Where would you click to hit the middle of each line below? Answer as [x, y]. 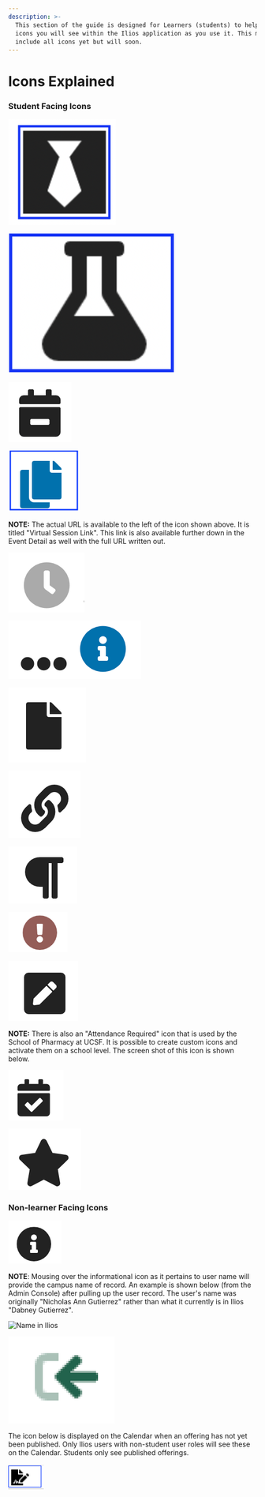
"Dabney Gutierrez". [41, 1310]
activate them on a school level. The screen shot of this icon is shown [121, 1050]
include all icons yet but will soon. [79, 42]
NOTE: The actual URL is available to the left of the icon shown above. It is [129, 524]
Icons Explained [62, 82]
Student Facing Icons [50, 107]
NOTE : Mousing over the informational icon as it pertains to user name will [129, 1277]
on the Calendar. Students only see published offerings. [99, 1453]
